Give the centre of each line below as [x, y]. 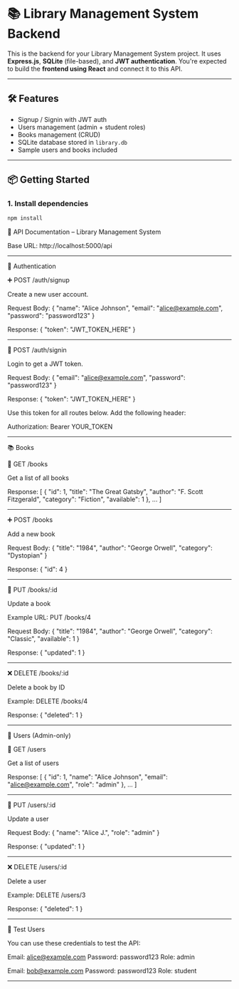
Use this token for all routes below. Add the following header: [97, 413]
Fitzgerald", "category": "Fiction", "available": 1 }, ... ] [85, 499]
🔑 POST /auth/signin [37, 350]
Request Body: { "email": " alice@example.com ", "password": [96, 378]
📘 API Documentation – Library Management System [84, 232]
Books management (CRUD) [59, 134]
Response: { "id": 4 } [37, 569]
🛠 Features [33, 99]
